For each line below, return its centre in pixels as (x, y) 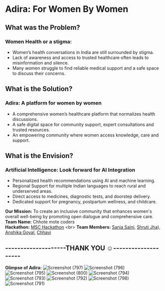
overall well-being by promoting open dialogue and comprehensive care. (79, 217)
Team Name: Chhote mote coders (40, 222)
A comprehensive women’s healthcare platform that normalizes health (84, 114)
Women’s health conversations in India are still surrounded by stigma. (83, 52)
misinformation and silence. (41, 62)
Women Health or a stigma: (39, 42)
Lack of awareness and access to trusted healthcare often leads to (81, 58)
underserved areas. (32, 191)
